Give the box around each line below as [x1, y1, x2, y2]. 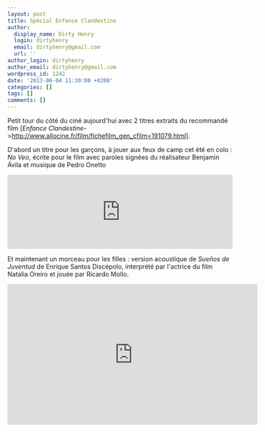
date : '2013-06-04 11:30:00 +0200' [7, 76, 114, 84]
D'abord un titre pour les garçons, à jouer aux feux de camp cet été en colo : [7, 146, 232, 154]
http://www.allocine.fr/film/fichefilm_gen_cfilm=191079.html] [11, 131, 189, 140]
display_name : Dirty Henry [14, 30, 94, 38]
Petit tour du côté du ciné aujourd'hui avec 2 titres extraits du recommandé [7, 116, 229, 125]
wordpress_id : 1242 [7, 70, 66, 77]
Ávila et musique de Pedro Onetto [7, 161, 106, 169]
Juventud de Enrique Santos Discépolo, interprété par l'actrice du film [7, 262, 213, 271]
